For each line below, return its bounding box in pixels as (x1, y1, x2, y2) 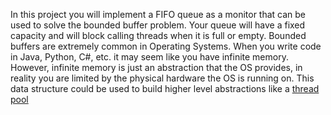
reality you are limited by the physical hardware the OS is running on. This (10, 72, 315, 84)
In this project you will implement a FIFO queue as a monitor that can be (10, 9, 307, 20)
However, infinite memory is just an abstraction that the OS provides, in (10, 62, 303, 73)
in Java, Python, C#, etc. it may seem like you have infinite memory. (10, 51, 289, 63)
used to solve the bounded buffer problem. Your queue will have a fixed (10, 19, 306, 31)
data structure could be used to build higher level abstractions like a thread (10, 83, 320, 94)
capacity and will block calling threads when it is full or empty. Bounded (10, 30, 307, 41)
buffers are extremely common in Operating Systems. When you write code (10, 40, 322, 52)
